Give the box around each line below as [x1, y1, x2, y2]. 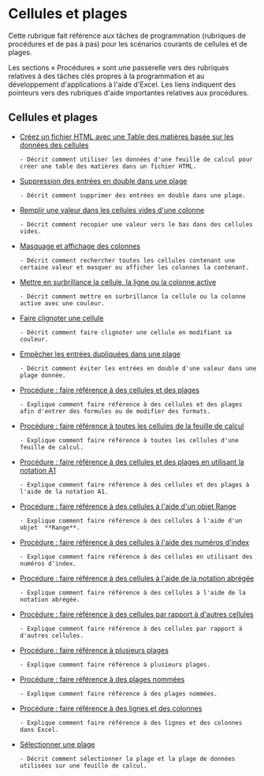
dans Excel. [19, 726, 59, 733]
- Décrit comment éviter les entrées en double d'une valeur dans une [19, 364, 257, 372]
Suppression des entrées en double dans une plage [19, 176, 188, 185]
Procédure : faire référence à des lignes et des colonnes [19, 703, 203, 713]
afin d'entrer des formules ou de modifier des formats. [19, 407, 211, 415]
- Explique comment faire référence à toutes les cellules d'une [19, 436, 239, 444]
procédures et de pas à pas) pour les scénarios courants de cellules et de [8, 39, 248, 48]
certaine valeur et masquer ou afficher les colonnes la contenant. [19, 263, 250, 271]
